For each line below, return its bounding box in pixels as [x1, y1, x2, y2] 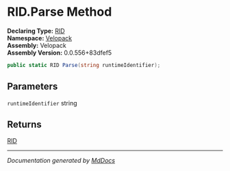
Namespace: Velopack [7, 34, 73, 42]
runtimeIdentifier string [7, 98, 77, 107]
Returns [7, 119, 42, 131]
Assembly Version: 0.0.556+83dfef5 [7, 49, 112, 57]
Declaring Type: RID [7, 27, 65, 35]
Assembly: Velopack [7, 41, 67, 49]
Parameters [7, 81, 58, 92]
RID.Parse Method [7, 4, 112, 20]
